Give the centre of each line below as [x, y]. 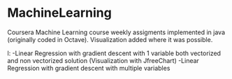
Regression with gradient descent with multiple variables [89, 68]
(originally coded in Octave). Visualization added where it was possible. [110, 39]
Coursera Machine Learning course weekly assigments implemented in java [116, 32]
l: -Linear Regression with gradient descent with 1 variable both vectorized [114, 53]
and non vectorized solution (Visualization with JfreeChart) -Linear [103, 60]
